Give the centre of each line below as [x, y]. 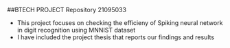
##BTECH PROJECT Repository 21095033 [67, 10]
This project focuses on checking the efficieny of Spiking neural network [120, 23]
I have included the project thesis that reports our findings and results [116, 37]
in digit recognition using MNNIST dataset [76, 30]
